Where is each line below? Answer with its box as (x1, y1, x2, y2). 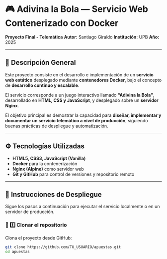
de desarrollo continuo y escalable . (5, 82, 80, 88)
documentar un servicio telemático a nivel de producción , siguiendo (5, 117, 148, 123)
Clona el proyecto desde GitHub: (5, 235, 72, 241)
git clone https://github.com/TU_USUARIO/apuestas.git (5, 245, 121, 250)
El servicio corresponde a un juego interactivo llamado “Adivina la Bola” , (5, 92, 155, 98)
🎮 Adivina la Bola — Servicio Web (5, 3, 148, 15)
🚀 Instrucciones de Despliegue (5, 190, 102, 199)
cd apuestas (5, 249, 30, 254)
